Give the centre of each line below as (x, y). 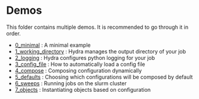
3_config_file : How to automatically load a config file (80, 64)
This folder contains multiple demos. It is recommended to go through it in (97, 27)
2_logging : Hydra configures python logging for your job (85, 58)
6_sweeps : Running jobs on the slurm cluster (71, 83)
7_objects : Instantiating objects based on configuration (83, 89)
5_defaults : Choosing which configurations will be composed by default (104, 77)
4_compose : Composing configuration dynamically (78, 70)
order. (13, 33)
